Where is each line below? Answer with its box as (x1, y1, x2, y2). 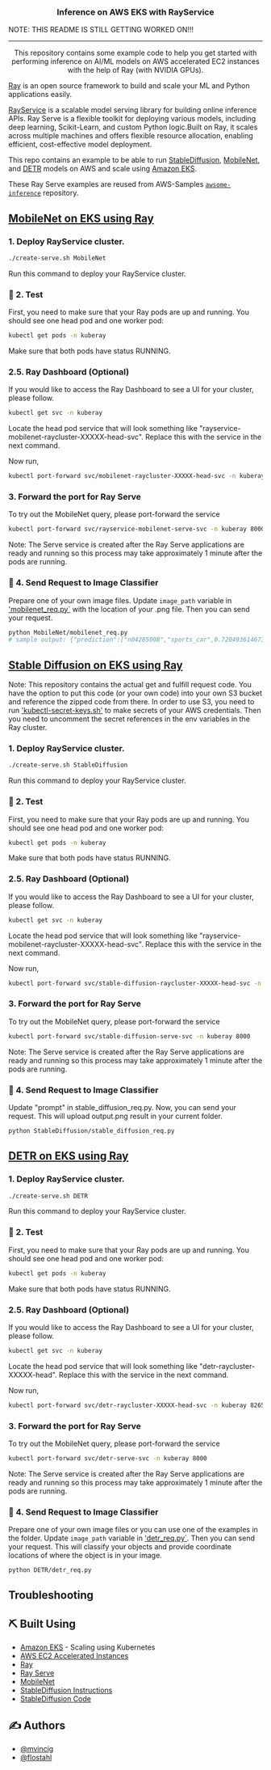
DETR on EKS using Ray (8, 1149, 129, 1163)
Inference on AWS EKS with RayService (56, 6, 215, 18)
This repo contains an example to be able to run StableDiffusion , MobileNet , (8, 155, 261, 165)
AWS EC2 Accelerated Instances (19, 1651, 129, 1661)
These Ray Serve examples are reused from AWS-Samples (8, 180, 204, 189)
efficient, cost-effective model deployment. (8, 140, 152, 150)
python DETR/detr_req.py (8, 1566, 92, 1574)
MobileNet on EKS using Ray (8, 211, 155, 225)
